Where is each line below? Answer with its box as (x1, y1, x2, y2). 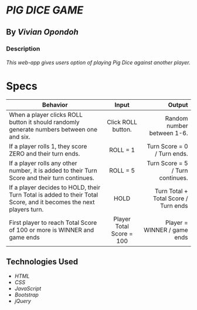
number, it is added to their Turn (9, 167, 98, 175)
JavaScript (14, 285, 42, 292)
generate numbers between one (9, 126, 98, 134)
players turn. (9, 205, 44, 214)
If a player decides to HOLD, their (9, 183, 101, 191)
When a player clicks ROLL (9, 111, 83, 119)
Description (6, 45, 40, 53)
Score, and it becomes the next (9, 198, 95, 206)
